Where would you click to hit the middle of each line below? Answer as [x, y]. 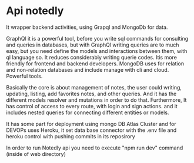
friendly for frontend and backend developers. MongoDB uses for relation [95, 64]
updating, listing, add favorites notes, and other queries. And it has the [91, 94]
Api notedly [35, 11]
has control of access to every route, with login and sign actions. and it [92, 106]
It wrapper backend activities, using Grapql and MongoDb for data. [87, 27]
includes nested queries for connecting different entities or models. [88, 112]
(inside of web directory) [36, 154]
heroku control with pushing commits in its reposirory [71, 136]
